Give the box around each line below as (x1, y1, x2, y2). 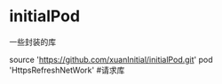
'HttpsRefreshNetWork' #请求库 (9, 65, 125, 75)
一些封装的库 (9, 36, 56, 47)
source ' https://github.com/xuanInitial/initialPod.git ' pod (9, 54, 213, 65)
